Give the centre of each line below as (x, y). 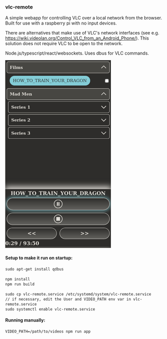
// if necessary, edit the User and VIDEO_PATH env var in (68, 299)
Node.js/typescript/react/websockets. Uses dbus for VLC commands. (77, 53)
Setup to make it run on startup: (39, 258)
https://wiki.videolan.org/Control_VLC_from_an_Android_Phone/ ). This (77, 38)
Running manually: (25, 320)
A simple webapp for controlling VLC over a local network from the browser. (83, 18)
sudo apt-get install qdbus (35, 269)
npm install (18, 279)
